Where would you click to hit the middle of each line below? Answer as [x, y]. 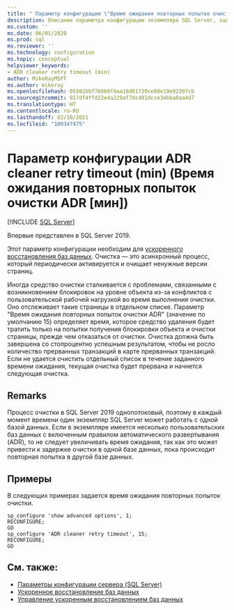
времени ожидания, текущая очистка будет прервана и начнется [105, 366]
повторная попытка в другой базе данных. [71, 457]
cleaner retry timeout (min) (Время [111, 173]
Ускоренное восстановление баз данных [78, 592]
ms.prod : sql [26, 40]
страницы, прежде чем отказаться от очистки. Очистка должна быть [111, 337]
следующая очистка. [38, 374]
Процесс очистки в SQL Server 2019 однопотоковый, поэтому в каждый [115, 413]
